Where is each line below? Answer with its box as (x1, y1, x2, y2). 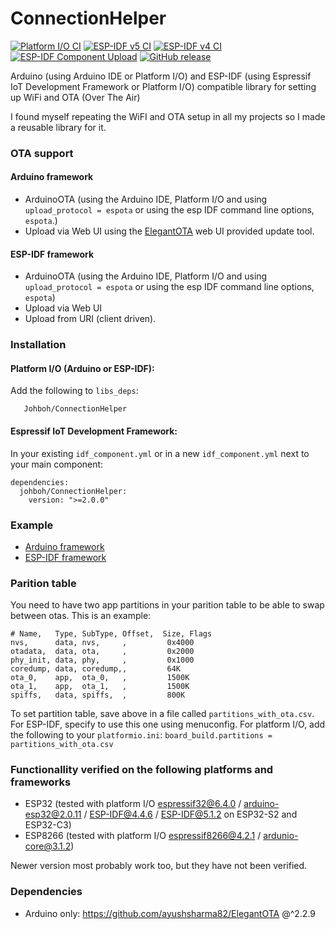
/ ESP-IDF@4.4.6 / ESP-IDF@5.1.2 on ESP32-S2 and (83, 808, 298, 821)
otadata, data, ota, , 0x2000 (10, 647, 195, 657)
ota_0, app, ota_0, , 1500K (10, 673, 190, 683)
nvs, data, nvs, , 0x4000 (10, 638, 195, 648)
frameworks (10, 775, 72, 789)
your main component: (10, 458, 104, 470)
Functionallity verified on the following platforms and (10, 763, 274, 777)
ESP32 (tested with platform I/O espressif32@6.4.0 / (24, 798, 242, 810)
